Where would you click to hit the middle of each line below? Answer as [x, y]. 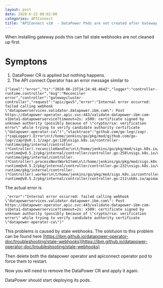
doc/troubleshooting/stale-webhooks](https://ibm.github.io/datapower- [76, 242]
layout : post [18, 9]
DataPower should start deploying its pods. [48, 280]
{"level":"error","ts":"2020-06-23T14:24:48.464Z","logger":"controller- [81, 90]
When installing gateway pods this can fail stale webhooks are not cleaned [80, 37]
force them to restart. [26, 261]
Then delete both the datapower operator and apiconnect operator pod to [79, 256]
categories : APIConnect [29, 18]
